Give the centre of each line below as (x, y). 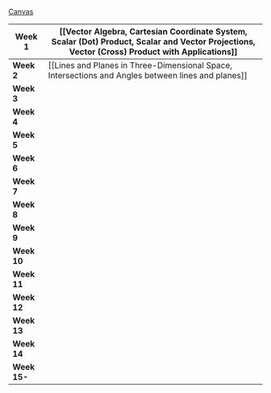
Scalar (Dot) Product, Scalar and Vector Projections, (153, 42)
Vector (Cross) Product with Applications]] (153, 52)
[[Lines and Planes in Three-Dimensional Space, (140, 65)
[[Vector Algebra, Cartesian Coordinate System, (153, 31)
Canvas (21, 12)
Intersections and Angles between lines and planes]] (148, 75)
